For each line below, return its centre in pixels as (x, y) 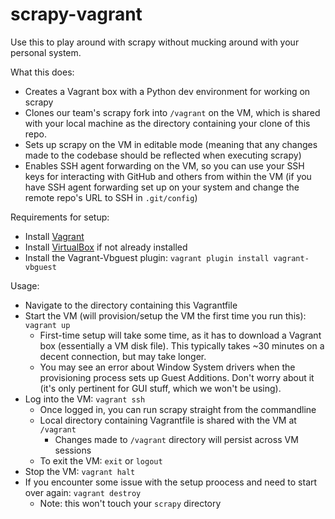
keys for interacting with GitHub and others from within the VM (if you (168, 176)
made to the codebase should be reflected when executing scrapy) (163, 155)
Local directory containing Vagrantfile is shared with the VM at (168, 420)
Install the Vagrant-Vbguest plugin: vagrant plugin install (147, 257)
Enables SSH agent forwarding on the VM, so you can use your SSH (164, 165)
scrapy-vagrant (76, 14)
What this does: (42, 72)
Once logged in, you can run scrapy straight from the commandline (178, 409)
